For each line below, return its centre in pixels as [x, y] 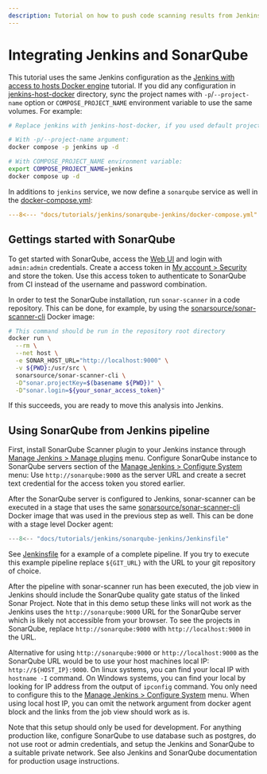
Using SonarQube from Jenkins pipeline [109, 430]
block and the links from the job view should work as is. [99, 712]
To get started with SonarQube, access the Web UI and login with [115, 259]
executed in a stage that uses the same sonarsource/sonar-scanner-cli [124, 507]
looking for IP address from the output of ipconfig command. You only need [133, 686]
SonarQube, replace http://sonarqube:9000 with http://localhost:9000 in [130, 629]
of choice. [25, 571]
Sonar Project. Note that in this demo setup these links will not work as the [130, 604]
